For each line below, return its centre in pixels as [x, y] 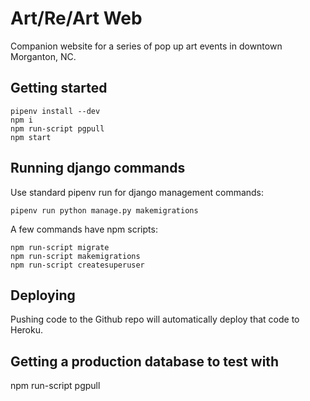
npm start [31, 137]
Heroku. [26, 330]
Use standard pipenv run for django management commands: [137, 192]
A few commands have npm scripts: [84, 229]
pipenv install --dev [55, 111]
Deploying [43, 295]
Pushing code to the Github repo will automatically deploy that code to [155, 319]
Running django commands [98, 168]
